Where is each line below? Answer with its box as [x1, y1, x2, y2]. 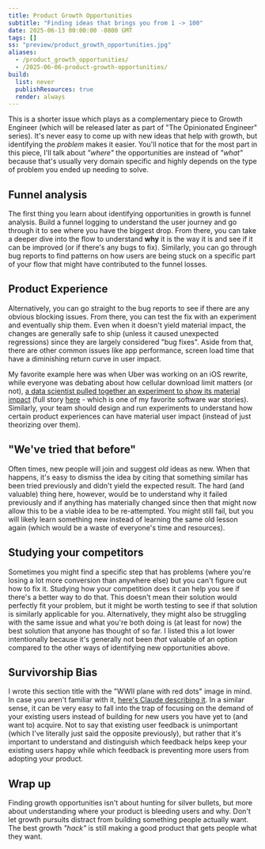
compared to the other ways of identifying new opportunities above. [8, 643, 231, 652]
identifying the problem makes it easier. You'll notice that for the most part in [8, 140, 258, 149]
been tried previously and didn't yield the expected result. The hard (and [8, 480, 244, 490]
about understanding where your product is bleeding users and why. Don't [8, 806, 252, 816]
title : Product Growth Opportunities [8, 11, 133, 20]
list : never [15, 78, 55, 86]
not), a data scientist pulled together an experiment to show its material [8, 386, 240, 396]
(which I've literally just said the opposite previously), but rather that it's [8, 729, 241, 738]
